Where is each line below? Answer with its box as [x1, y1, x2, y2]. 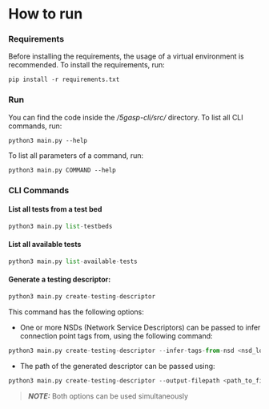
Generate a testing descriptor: [8, 274, 111, 285]
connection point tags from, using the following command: [19, 330, 214, 341]
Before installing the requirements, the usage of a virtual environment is [8, 51, 244, 61]
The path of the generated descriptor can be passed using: [19, 361, 215, 371]
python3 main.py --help [8, 136, 88, 144]
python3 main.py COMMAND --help [8, 166, 116, 174]
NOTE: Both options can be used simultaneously [27, 391, 189, 401]
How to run [8, 5, 83, 23]
